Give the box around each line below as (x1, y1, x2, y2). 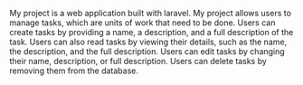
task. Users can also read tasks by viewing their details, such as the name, (9, 36, 288, 47)
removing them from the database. (9, 65, 138, 76)
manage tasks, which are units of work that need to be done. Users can (9, 17, 276, 28)
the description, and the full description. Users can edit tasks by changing (9, 46, 285, 57)
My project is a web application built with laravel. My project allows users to (9, 8, 292, 18)
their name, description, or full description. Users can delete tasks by (9, 56, 267, 66)
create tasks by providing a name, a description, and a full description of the (9, 27, 294, 37)
